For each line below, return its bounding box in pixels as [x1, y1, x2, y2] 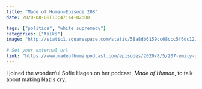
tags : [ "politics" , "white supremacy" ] [6, 25, 106, 31]
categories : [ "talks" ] [6, 31, 63, 37]
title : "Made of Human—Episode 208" [6, 8, 98, 15]
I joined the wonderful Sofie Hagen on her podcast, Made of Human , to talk [6, 69, 194, 76]
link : [6, 53, 20, 59]
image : [6, 37, 23, 43]
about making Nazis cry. [6, 76, 67, 83]
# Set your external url [6, 48, 69, 54]
